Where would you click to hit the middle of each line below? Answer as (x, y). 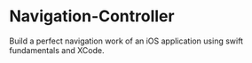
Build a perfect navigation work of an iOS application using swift (126, 41)
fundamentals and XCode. (57, 50)
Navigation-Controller (92, 16)
